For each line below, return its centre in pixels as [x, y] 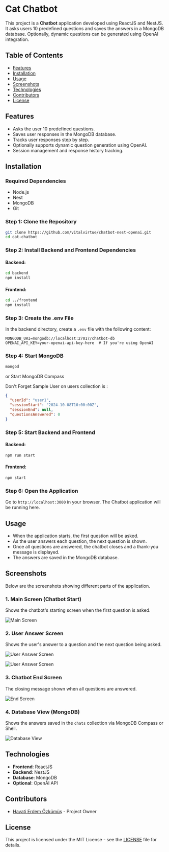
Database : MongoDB [35, 777]
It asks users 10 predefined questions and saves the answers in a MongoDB [85, 28]
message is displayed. [36, 552]
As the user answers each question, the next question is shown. [80, 541]
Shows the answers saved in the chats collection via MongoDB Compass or [84, 723]
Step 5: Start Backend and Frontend [50, 432]
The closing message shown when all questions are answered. [71, 688]
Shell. [11, 728]
